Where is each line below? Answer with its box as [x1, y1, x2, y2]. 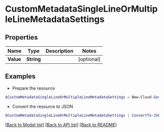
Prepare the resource [12, 85, 55, 91]
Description [45, 48, 74, 54]
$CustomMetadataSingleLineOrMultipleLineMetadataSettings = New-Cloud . [5, 94, 154, 99]
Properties [5, 33, 38, 41]
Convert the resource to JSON [12, 103, 73, 109]
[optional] [78, 56, 101, 62]
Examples [5, 72, 36, 81]
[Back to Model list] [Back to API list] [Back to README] [5, 122, 117, 128]
